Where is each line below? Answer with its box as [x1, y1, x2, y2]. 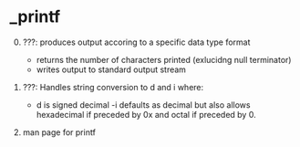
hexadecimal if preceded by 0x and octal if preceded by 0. [36, 109, 257, 120]
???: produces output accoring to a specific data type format [22, 37, 251, 47]
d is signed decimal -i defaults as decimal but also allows [36, 99, 251, 110]
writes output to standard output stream [36, 64, 187, 75]
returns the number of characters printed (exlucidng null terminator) [36, 54, 292, 65]
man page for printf [22, 126, 96, 138]
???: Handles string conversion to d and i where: [22, 81, 204, 92]
